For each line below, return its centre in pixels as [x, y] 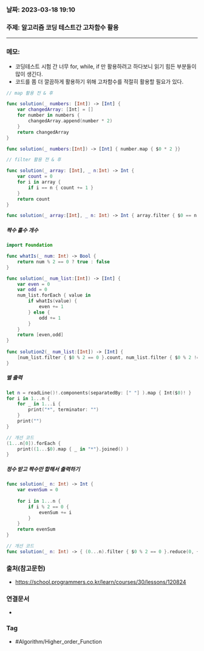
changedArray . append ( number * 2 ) [70, 121]
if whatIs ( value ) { [53, 301]
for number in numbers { [49, 115]
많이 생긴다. [29, 74]
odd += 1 [50, 318]
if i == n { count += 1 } [61, 188]
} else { [39, 312]
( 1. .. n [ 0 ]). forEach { [34, 443]
